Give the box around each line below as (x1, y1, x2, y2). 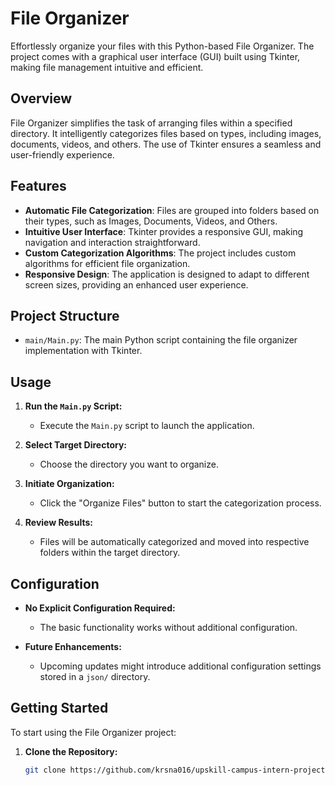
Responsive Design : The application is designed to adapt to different (24, 268, 310, 280)
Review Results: (24, 517, 93, 529)
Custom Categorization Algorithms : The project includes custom (24, 247, 297, 259)
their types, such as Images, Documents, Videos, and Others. (24, 215, 278, 227)
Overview (10, 90, 73, 107)
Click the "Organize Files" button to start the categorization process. (39, 497, 322, 509)
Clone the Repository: (24, 745, 118, 757)
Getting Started (10, 700, 109, 717)
